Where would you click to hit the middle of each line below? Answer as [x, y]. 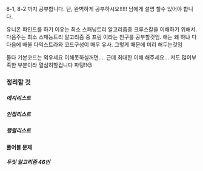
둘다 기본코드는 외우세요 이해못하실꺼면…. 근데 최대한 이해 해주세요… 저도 [93, 57]
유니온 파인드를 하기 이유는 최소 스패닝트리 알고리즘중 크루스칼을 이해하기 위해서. [102, 29]
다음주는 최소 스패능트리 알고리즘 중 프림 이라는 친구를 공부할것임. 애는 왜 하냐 [98, 37]
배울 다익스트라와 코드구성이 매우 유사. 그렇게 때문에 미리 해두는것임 [102, 45]
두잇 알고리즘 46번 [28, 162]
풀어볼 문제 [19, 147]
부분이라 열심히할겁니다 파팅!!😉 [55, 65]
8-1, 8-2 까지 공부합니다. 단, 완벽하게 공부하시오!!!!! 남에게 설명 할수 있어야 [94, 9]
